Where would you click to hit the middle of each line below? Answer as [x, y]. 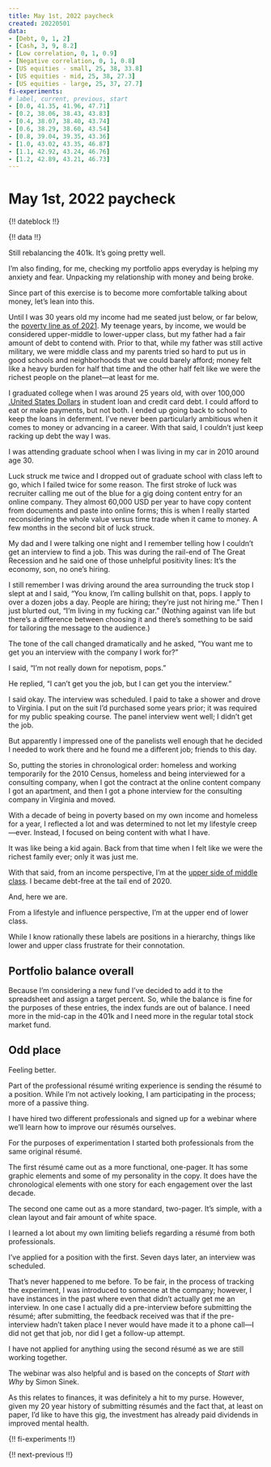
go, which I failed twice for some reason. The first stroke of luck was [123, 485]
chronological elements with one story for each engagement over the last [131, 1184]
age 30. [21, 461]
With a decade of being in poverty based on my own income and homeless [133, 816]
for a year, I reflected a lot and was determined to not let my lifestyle [122, 824]
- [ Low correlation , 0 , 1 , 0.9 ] [63, 53]
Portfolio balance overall [71, 971]
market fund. [30, 1025]
